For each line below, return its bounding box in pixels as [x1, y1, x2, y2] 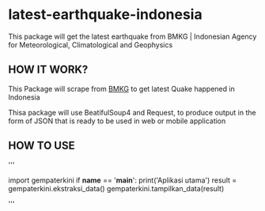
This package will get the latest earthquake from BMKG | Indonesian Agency [8, 32, 257, 41]
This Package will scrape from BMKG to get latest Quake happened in [8, 84, 235, 93]
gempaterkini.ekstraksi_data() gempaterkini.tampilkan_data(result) [8, 183, 225, 193]
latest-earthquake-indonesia [8, 6, 203, 24]
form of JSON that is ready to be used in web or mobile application [8, 116, 226, 126]
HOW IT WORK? [8, 63, 89, 77]
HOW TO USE [8, 139, 75, 153]
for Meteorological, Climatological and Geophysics [8, 40, 173, 49]
